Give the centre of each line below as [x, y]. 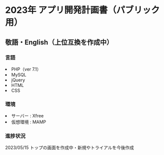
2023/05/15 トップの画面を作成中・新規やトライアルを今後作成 [70, 148]
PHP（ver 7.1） [26, 69]
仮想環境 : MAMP [29, 122]
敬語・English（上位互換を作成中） [59, 42]
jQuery [18, 80]
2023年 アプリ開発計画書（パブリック [82, 10]
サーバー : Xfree [27, 116]
